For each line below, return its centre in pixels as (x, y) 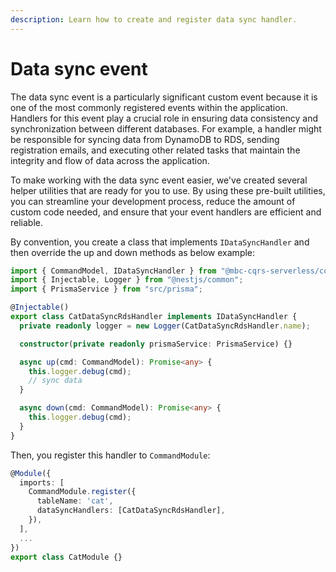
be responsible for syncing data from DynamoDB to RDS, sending (145, 139)
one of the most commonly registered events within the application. (149, 107)
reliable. (27, 222)
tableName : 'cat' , (75, 501)
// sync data (55, 381)
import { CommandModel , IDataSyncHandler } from (113, 271)
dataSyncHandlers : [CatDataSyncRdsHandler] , (131, 511)
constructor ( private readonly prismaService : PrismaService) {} (156, 344)
